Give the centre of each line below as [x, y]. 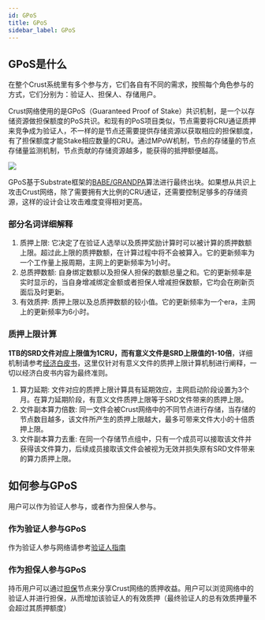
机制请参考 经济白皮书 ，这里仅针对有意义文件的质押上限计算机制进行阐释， [129, 363]
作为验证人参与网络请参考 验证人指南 [67, 547]
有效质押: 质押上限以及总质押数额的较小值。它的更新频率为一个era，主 [134, 302]
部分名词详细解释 [41, 224]
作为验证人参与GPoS [47, 528]
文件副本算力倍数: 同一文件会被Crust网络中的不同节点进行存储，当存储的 [138, 409]
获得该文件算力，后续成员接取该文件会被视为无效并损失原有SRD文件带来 [137, 448]
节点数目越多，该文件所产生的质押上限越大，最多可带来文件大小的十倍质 [137, 419]
